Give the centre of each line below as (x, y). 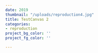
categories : (18, 24)
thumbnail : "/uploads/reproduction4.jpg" (50, 15)
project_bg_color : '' (28, 33)
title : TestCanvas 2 (27, 19)
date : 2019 (17, 10)
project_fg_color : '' (28, 38)
